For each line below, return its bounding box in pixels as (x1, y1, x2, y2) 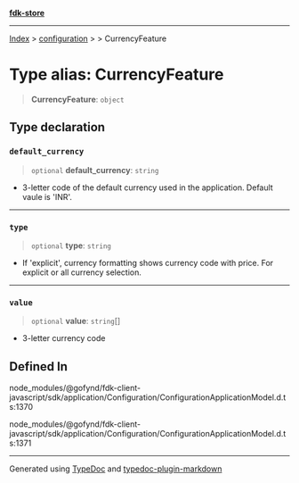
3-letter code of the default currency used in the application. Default (21, 182, 273, 193)
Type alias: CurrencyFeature (9, 64, 224, 85)
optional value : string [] (30, 316, 121, 327)
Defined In (9, 359, 69, 374)
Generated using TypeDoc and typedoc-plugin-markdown (9, 463, 222, 474)
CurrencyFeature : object (30, 94, 125, 104)
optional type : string (30, 240, 111, 251)
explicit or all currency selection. (21, 267, 142, 278)
